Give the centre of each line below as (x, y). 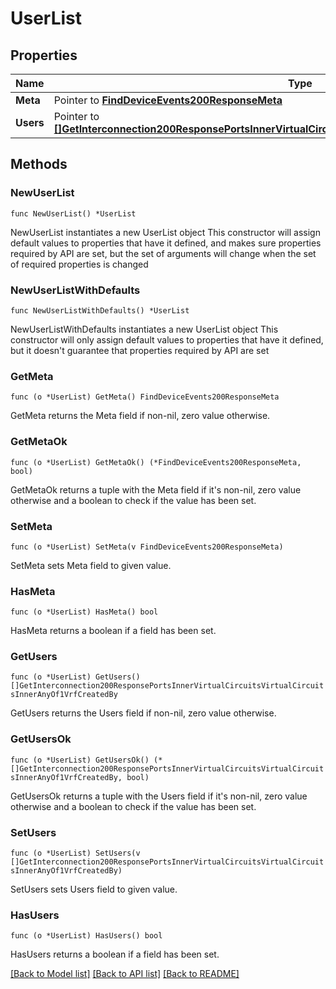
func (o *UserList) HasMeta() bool (84, 612)
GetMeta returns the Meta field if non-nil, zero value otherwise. (140, 416)
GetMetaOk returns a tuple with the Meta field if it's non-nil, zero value (156, 489)
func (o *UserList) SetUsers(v (75, 853)
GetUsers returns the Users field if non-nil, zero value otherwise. (143, 713)
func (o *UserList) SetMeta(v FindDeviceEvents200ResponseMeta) (147, 547)
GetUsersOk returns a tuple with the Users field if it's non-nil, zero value (159, 796)
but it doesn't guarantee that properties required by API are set (140, 350)
